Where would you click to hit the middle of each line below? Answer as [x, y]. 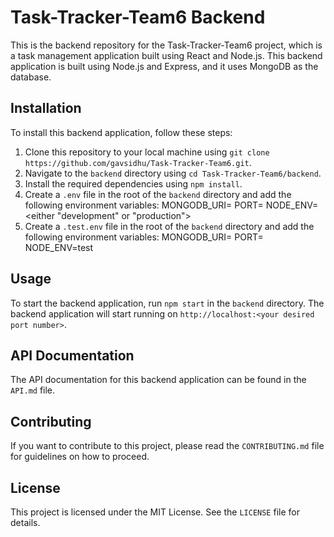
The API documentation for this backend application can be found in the [158, 380]
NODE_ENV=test [59, 247]
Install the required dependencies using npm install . [133, 183]
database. [31, 77]
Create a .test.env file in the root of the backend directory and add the [169, 226]
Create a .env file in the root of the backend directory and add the [158, 194]
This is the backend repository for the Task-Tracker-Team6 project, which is [166, 45]
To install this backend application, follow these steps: [121, 132]
